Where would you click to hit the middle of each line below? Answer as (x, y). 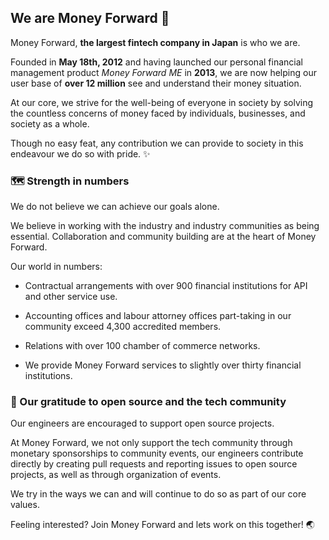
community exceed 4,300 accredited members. (123, 327)
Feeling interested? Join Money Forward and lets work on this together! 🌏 (162, 525)
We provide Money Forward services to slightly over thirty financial (163, 365)
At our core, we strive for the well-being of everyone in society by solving (162, 102)
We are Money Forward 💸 (90, 18)
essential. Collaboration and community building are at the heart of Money (163, 237)
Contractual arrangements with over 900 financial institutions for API (166, 286)
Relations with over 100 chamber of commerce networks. (142, 346)
